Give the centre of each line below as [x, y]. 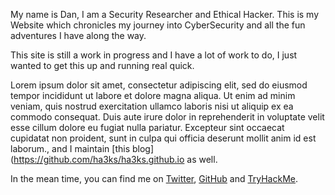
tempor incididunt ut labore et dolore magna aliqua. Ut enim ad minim [153, 95]
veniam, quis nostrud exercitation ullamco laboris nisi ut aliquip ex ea [152, 106]
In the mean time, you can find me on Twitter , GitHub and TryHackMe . [154, 178]
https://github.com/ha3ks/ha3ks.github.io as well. [115, 159]
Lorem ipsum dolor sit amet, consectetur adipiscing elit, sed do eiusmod [159, 85]
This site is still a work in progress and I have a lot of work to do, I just [154, 55]
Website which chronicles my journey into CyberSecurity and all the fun [158, 25]
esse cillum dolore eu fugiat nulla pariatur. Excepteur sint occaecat [147, 127]
